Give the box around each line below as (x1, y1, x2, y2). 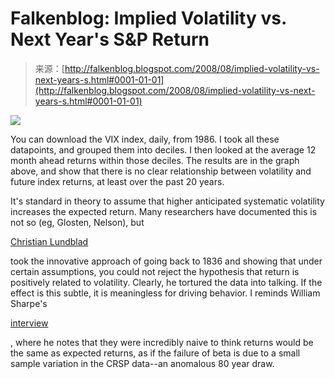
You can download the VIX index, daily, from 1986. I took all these (10, 133, 280, 145)
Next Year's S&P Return (10, 28, 210, 51)
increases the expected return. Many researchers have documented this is (10, 205, 318, 217)
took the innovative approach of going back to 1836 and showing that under (10, 255, 323, 267)
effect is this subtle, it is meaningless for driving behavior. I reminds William (10, 287, 321, 299)
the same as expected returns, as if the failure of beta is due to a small (10, 347, 301, 359)
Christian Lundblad (10, 235, 89, 247)
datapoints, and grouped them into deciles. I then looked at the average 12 (10, 143, 317, 156)
